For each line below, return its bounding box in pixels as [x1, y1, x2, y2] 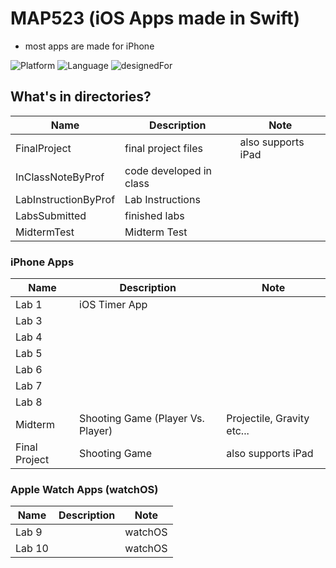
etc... [226, 424, 250, 438]
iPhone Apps [10, 255, 75, 269]
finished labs [124, 208, 185, 222]
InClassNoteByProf [15, 170, 105, 184]
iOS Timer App [79, 298, 148, 312]
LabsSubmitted [15, 208, 87, 222]
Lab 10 [15, 542, 49, 556]
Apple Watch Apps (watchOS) [10, 482, 159, 496]
